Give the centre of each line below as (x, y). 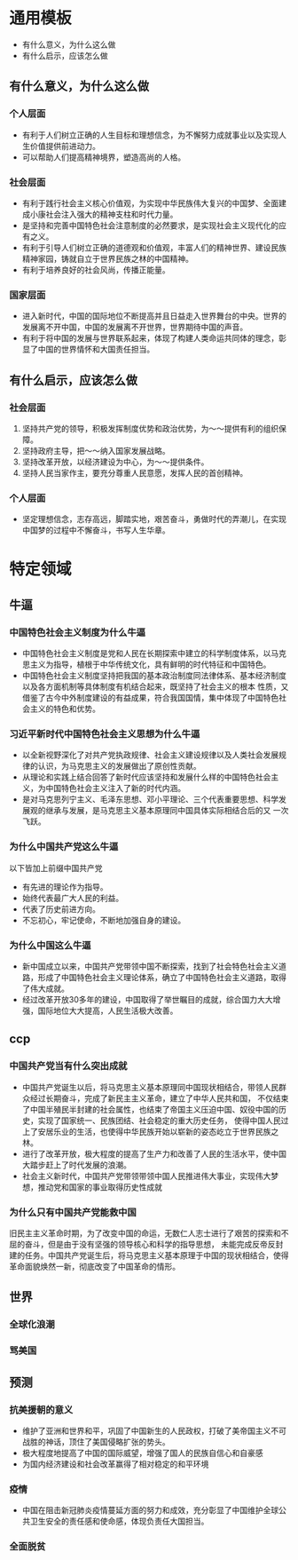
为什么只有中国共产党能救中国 (73, 1212)
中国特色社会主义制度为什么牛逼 (78, 632)
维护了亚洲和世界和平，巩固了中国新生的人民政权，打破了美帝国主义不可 (154, 1430)
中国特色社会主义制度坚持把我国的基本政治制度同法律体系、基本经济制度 (154, 676)
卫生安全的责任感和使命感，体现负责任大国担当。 (119, 1521)
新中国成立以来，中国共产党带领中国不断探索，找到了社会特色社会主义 (150, 966)
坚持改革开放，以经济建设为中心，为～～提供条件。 (115, 462)
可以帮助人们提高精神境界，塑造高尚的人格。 (104, 157)
